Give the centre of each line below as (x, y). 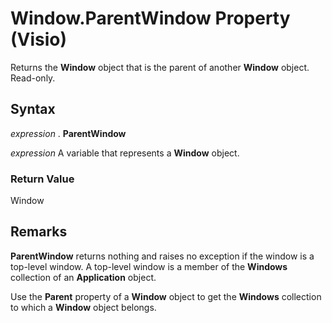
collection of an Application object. (83, 277)
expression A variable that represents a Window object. (125, 153)
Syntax (33, 109)
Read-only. (33, 78)
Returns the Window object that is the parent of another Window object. (160, 67)
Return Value (42, 179)
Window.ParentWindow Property (150, 18)
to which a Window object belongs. (83, 307)
